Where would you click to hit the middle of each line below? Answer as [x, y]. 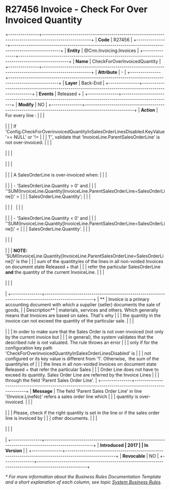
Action [148, 110]
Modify [26, 104]
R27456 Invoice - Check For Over [77, 9]
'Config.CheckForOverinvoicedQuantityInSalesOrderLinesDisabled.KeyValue [85, 131]
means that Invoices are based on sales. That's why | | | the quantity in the [83, 315]
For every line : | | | [25, 115]
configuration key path [29, 348]
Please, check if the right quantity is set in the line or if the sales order [87, 413]
